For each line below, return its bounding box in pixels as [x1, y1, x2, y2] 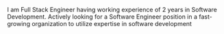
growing [7, 20, 31, 27]
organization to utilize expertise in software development [32, 20, 192, 27]
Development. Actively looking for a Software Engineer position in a [7, 13, 197, 21]
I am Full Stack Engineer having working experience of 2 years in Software [7, 6, 217, 13]
